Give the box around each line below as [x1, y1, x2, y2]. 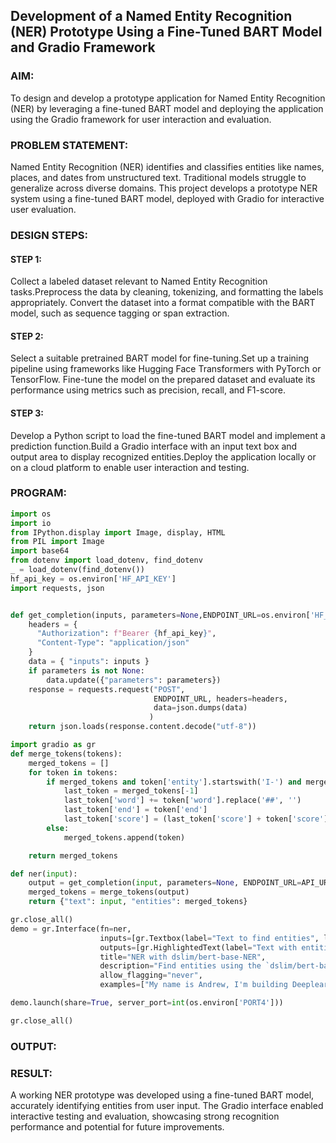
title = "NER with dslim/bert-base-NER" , [99, 952, 267, 962]
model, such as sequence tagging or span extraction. [10, 307, 230, 319]
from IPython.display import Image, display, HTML [10, 527, 226, 538]
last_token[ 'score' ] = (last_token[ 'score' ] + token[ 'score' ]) [63, 814, 333, 824]
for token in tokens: [28, 767, 118, 778]
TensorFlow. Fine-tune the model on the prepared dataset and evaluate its [10, 374, 316, 386]
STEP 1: [10, 253, 43, 265]
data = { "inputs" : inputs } [28, 657, 150, 667]
